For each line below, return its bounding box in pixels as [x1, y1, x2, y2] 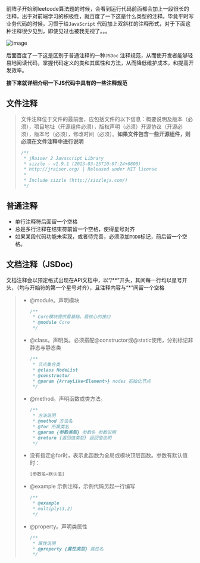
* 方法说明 [32, 413, 56, 419]
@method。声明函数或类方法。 [29, 395, 106, 403]
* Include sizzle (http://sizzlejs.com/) [23, 178, 128, 184]
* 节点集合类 [32, 361, 61, 367]
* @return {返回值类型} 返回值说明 [32, 435, 112, 441]
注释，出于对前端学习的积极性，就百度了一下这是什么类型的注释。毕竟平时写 [6, 13, 194, 20]
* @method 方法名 [32, 418, 73, 425]
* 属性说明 [32, 540, 56, 546]
